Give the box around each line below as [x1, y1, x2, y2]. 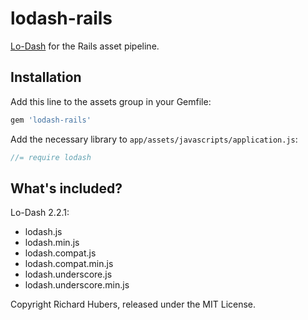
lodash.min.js [24, 237, 80, 249]
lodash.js [24, 226, 63, 238]
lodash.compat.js [24, 247, 97, 259]
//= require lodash [10, 152, 92, 162]
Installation [10, 69, 82, 86]
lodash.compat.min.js [24, 258, 114, 270]
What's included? [10, 180, 123, 197]
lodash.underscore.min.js [24, 279, 130, 291]
